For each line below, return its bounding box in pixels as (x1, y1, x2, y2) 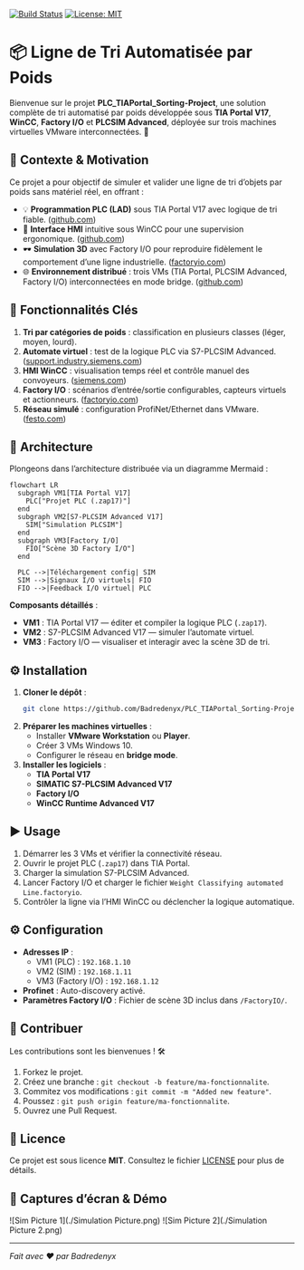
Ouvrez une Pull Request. (22, 1105, 118, 1116)
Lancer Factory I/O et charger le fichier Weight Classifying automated (22, 877, 283, 888)
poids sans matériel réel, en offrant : (9, 186, 145, 197)
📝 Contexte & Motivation (9, 152, 149, 168)
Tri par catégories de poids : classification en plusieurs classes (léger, (22, 326, 287, 337)
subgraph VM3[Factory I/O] (17, 536, 119, 545)
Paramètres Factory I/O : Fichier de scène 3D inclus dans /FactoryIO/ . (22, 995, 288, 1005)
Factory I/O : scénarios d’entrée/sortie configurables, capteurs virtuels (22, 384, 287, 395)
